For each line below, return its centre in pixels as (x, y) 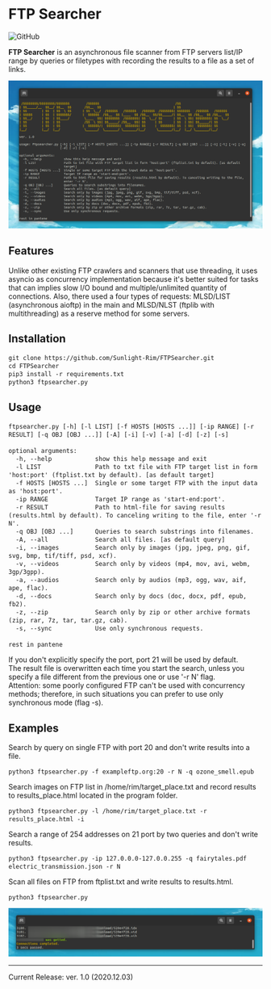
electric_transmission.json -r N (65, 867)
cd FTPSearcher (34, 367)
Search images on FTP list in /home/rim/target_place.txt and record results (132, 787)
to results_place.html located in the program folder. (93, 795)
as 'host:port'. (35, 492)
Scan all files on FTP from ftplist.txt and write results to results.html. (121, 882)
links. (17, 69)
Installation (37, 339)
